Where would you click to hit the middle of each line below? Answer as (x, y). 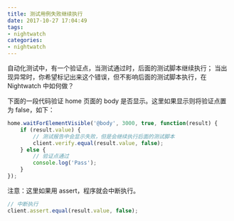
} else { (33, 150)
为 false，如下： (31, 110)
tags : (15, 27)
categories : (25, 41)
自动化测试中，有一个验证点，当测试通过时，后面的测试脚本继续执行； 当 (114, 68)
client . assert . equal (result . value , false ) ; (73, 210)
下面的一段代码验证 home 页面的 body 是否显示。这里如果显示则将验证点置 (117, 101)
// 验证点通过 (51, 156)
